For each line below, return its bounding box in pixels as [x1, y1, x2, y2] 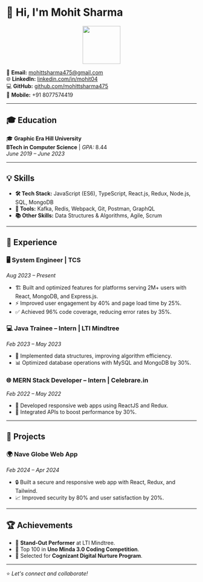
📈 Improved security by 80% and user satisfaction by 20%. [14, 494, 164, 501]
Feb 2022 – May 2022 [6, 390, 62, 397]
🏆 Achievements [6, 520, 73, 530]
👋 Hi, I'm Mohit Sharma [6, 5, 123, 19]
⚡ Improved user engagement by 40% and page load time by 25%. [14, 300, 182, 307]
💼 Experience [6, 237, 57, 248]
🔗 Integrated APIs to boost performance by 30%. [14, 408, 137, 415]
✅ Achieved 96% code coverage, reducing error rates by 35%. [14, 308, 172, 316]
